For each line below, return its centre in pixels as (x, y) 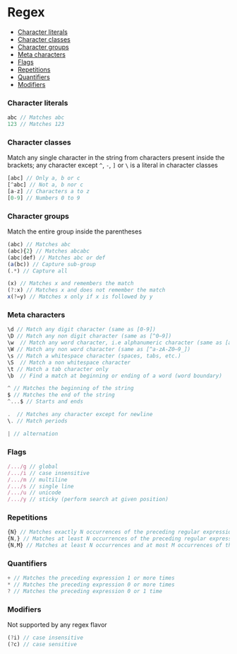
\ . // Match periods (38, 421)
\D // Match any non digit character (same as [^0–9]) (90, 336)
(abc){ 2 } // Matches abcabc (49, 251)
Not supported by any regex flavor (57, 625)
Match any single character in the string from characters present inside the (116, 158)
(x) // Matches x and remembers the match (71, 284)
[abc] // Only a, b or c (44, 178)
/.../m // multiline (38, 480)
